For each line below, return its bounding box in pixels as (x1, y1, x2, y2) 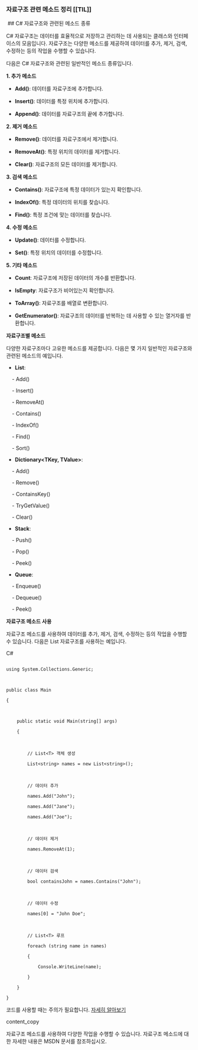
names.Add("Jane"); (27, 804, 76, 810)
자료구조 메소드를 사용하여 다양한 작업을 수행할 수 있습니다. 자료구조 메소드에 (6, 1030, 183, 1038)
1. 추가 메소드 (6, 72, 37, 80)
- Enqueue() (11, 583, 41, 590)
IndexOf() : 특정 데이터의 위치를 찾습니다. (14, 199, 110, 206)
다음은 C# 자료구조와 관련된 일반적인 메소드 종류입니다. (6, 60, 133, 67)
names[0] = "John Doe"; (27, 911, 86, 917)
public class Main (6, 687, 51, 693)
